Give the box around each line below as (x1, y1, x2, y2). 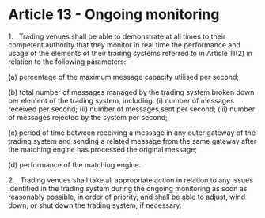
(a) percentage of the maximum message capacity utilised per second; (8, 72, 240, 81)
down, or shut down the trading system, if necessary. (8, 200, 182, 210)
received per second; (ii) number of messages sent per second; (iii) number (8, 104, 256, 114)
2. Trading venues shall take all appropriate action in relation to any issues (8, 175, 253, 185)
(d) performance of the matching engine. (8, 160, 142, 169)
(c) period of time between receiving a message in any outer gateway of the (8, 128, 256, 137)
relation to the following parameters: (8, 57, 127, 66)
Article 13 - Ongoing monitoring (8, 6, 220, 24)
